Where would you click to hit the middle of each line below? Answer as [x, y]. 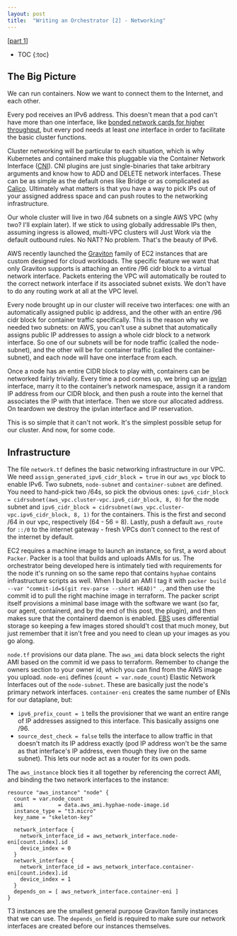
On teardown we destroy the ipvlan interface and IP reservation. [100, 409]
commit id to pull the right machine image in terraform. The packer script [113, 596]
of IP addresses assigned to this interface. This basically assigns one [118, 721]
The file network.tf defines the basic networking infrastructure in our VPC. [116, 469]
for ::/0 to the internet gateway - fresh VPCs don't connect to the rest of [114, 530]
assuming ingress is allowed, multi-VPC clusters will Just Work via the [109, 232]
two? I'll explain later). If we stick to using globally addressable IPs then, [112, 225]
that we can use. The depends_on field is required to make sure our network [117, 919]
